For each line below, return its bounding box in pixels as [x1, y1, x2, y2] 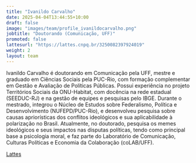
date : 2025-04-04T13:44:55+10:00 [6, 14, 89, 20]
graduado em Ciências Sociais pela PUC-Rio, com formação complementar [6, 76, 191, 83]
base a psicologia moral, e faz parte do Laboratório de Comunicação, [6, 132, 176, 140]
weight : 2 [6, 48, 31, 54]
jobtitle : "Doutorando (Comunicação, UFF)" [6, 31, 116, 37]
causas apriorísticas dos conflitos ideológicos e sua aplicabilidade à [6, 114, 173, 121]
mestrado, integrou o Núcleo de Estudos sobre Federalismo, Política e [6, 101, 177, 108]
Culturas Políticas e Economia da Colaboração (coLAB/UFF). [6, 139, 154, 146]
